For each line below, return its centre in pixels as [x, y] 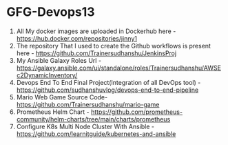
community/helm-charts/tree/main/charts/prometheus [93, 119]
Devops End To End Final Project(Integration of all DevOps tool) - [108, 82]
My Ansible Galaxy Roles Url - [59, 60]
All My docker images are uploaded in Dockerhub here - [96, 31]
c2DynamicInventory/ [47, 75]
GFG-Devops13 [51, 12]
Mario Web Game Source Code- [62, 97]
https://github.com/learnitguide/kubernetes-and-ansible [96, 134]
